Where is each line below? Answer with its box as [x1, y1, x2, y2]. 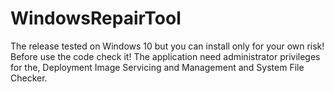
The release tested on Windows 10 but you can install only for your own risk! [10, 40, 325, 52]
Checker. [10, 72, 48, 84]
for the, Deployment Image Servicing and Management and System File [10, 61, 305, 73]
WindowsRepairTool [10, 7, 182, 30]
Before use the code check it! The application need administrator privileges [10, 50, 321, 62]
